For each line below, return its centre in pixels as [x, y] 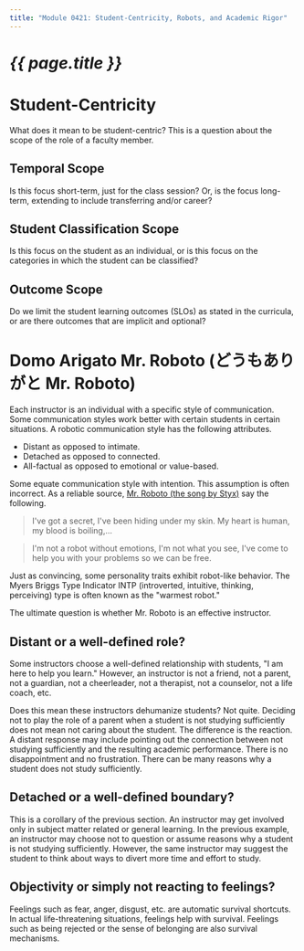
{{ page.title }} [66, 63]
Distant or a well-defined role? [97, 642]
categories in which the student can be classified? [104, 260]
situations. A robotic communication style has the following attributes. [141, 429]
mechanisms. [35, 938]
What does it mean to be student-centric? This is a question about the [141, 130]
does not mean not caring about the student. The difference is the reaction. [151, 729]
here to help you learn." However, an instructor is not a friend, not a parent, [150, 673]
